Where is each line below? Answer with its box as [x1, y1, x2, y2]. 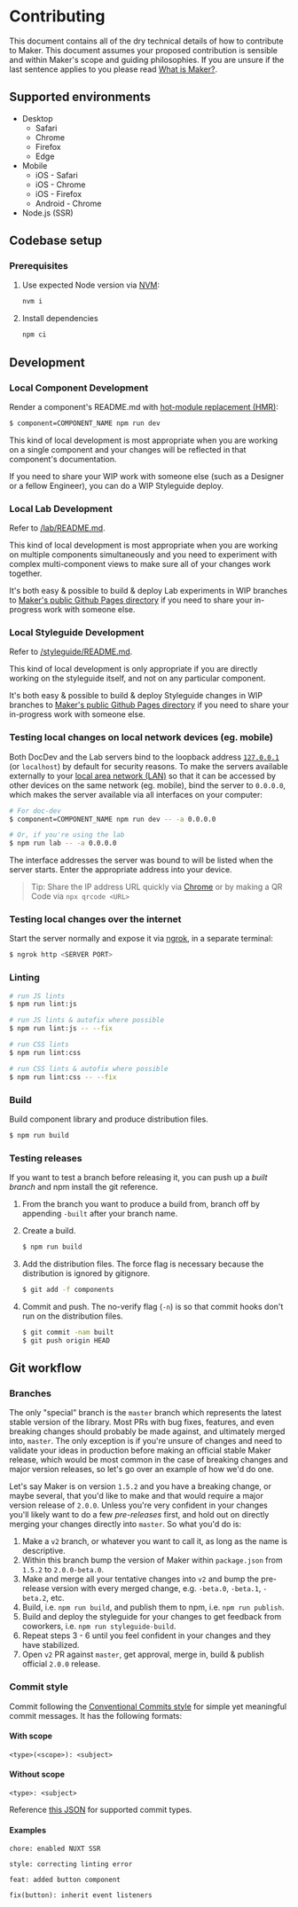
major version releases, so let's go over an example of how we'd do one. [9, 1464, 275, 1475]
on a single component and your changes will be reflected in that [9, 444, 247, 454]
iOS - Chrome [35, 179, 86, 190]
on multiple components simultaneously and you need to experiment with [9, 549, 278, 560]
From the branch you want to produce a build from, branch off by [21, 1199, 260, 1210]
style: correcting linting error [9, 1860, 133, 1869]
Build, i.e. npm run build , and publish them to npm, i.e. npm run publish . [21, 1602, 285, 1612]
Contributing [9, 6, 106, 27]
